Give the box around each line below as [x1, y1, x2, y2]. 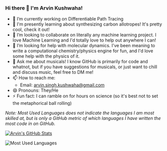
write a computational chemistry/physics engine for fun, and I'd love [12, 48, 153, 54]
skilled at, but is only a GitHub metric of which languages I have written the [5, 115, 161, 121]
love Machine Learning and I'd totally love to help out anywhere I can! [12, 37, 156, 43]
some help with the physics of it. [12, 53, 80, 59]
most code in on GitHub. [5, 120, 56, 127]
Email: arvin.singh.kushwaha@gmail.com [20, 82, 105, 88]
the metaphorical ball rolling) [12, 100, 72, 106]
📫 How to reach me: [12, 75, 56, 81]
